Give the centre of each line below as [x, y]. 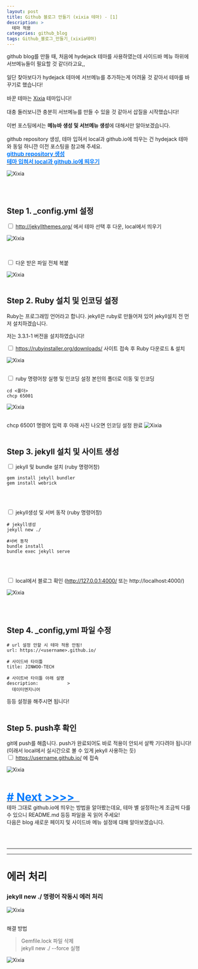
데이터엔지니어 [26, 690]
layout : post [23, 11]
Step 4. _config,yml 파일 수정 [59, 630]
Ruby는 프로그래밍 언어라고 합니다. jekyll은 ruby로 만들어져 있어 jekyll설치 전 [95, 316]
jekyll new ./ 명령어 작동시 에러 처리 [55, 897]
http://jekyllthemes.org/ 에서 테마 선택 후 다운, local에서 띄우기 [88, 226]
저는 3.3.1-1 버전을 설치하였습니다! [46, 336]
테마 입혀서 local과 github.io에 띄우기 [53, 162]
